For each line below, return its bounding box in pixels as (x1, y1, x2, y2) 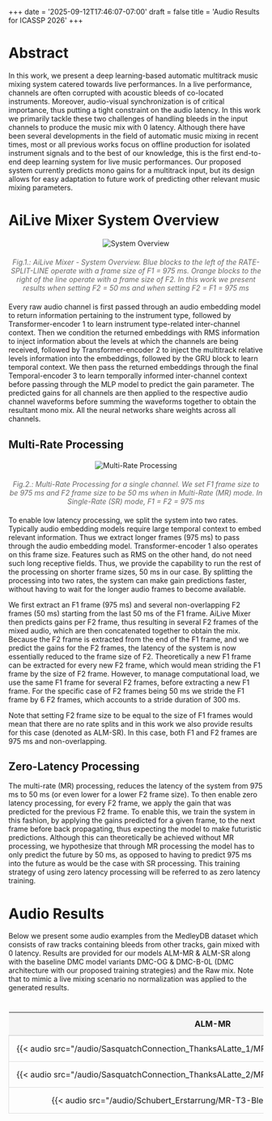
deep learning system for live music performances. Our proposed (23, 157, 241, 166)
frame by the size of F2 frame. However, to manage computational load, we (8, 668, 261, 678)
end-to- (235, 148, 261, 157)
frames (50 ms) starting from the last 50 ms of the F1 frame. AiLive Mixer (8, 608, 251, 618)
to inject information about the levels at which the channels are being (8, 337, 239, 346)
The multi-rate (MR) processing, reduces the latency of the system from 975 (8, 781, 263, 791)
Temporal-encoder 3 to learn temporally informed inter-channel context (8, 371, 248, 380)
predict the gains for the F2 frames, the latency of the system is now (8, 642, 236, 652)
